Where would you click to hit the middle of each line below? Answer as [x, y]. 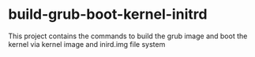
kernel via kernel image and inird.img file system [87, 44]
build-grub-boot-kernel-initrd [108, 14]
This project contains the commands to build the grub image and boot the [128, 36]
